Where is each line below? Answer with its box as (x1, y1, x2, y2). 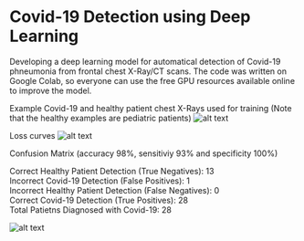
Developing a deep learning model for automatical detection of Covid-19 (9, 56, 281, 67)
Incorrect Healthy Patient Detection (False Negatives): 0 (9, 184, 220, 195)
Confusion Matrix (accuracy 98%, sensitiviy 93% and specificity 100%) (9, 148, 278, 159)
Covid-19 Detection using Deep (9, 6, 251, 27)
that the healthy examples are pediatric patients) (9, 112, 192, 123)
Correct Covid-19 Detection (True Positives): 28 (9, 194, 189, 205)
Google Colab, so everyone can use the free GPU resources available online (9, 75, 295, 86)
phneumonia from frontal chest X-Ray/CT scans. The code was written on (9, 66, 288, 77)
